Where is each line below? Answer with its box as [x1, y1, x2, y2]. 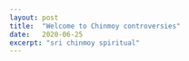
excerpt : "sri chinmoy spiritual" [9, 38, 141, 48]
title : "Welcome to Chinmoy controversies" [9, 22, 181, 30]
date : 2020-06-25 [9, 30, 84, 39]
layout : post [9, 13, 59, 22]
